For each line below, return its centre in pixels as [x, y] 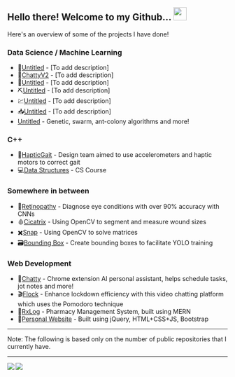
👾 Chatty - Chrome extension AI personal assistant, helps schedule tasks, [122, 279]
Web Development [40, 263]
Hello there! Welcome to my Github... [89, 17]
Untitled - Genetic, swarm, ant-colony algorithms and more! [103, 122]
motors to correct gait [49, 163]
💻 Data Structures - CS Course [62, 170]
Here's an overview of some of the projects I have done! [88, 34]
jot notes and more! [45, 286]
